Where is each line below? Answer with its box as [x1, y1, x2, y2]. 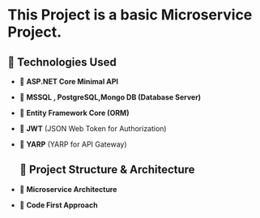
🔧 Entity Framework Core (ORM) [19, 108, 130, 118]
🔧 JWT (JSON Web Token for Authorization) [19, 124, 167, 133]
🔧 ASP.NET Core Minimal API [19, 77, 119, 86]
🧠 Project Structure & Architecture [19, 163, 195, 177]
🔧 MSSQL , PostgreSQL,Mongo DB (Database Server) [19, 92, 202, 102]
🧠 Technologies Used [7, 55, 117, 69]
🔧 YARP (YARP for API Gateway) [19, 139, 127, 149]
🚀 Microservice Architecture [19, 184, 117, 194]
